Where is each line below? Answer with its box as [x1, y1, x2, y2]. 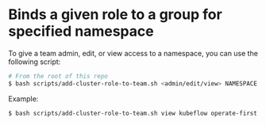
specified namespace [8, 22, 154, 40]
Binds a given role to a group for [8, 6, 222, 24]
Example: [8, 93, 39, 104]
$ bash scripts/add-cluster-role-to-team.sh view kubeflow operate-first [8, 109, 258, 117]
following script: [8, 57, 61, 66]
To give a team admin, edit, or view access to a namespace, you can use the [8, 48, 258, 58]
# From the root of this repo [8, 72, 109, 80]
